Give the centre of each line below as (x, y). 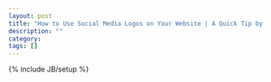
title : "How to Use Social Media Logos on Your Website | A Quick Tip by (136, 24)
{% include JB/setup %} (49, 69)
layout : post (30, 16)
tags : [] (23, 46)
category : (25, 39)
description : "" (36, 31)
